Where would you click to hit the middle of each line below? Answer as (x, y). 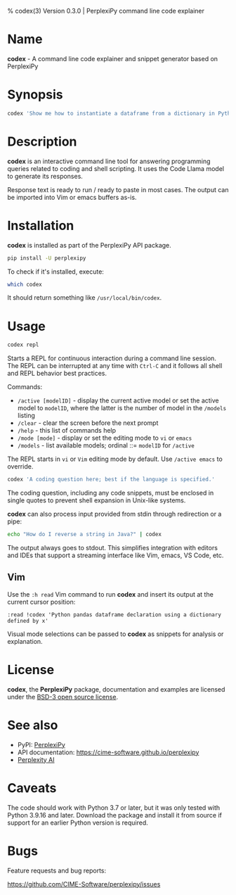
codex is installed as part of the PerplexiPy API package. (90, 245)
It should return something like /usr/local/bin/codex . (85, 298)
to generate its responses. (45, 176)
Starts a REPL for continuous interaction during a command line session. (112, 358)
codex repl (23, 345)
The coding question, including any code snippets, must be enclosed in (111, 493)
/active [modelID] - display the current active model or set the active (118, 400)
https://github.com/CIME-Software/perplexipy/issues (84, 884)
